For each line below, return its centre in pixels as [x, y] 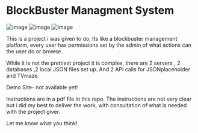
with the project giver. [33, 111]
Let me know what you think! [42, 123]
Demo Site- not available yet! [42, 87]
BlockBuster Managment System [90, 10]
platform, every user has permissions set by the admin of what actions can [99, 45]
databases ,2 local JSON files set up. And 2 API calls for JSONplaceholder [98, 69]
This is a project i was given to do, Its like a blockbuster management [92, 38]
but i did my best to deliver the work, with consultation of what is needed [97, 105]
